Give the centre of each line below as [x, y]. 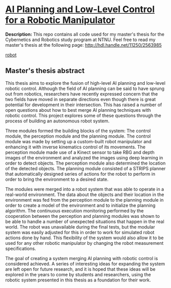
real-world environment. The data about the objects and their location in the [85, 195]
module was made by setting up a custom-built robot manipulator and [78, 141]
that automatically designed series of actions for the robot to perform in [80, 174]
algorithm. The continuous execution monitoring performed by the [75, 211]
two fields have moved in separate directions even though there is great [81, 99]
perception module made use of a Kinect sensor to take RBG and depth [80, 152]
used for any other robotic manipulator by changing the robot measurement [84, 243]
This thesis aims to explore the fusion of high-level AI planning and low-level [85, 83]
